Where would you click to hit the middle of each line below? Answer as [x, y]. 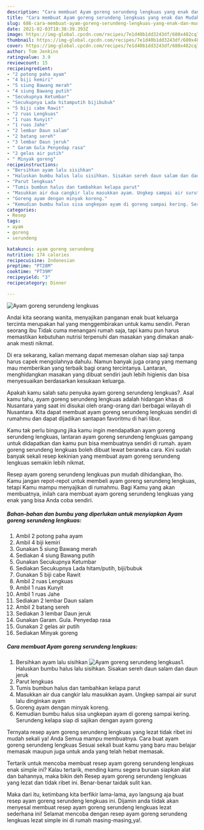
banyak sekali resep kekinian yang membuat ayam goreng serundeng [94, 456]
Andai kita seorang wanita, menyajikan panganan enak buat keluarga [93, 317]
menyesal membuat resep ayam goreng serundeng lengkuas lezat [89, 807]
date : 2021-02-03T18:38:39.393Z [48, 29]
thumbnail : [21, 40]
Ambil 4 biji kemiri [38, 542]
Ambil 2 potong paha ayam [49, 536]
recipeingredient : [30, 68]
